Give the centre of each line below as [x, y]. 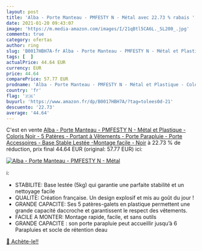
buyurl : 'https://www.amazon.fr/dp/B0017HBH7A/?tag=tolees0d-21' [90, 101]
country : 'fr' [24, 91]
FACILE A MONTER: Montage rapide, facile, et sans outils [86, 217]
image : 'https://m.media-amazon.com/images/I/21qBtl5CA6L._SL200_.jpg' [98, 29]
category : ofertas [29, 40]
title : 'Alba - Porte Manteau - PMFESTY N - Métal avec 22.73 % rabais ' [101, 17]
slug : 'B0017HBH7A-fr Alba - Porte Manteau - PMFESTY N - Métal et [93, 51]
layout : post [23, 12]
